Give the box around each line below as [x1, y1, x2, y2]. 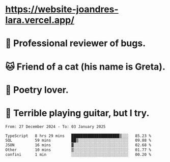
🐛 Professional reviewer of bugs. [5, 38, 146, 49]
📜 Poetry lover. [5, 84, 69, 95]
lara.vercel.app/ [5, 14, 75, 26]
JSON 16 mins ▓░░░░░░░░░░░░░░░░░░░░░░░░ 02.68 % [5, 143, 152, 148]
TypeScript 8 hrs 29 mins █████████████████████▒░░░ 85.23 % [5, 133, 152, 138]
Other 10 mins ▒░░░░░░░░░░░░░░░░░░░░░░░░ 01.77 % [5, 147, 152, 153]
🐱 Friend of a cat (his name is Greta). [5, 61, 165, 72]
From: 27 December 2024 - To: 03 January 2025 [5, 124, 106, 129]
